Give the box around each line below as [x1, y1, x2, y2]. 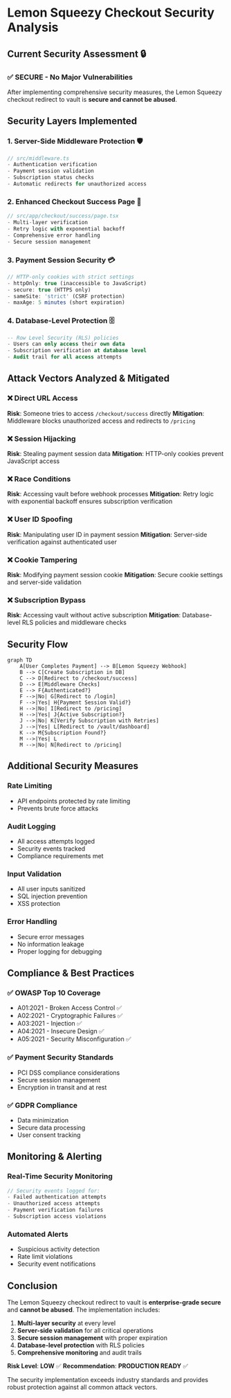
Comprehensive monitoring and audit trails [17, 1348, 142, 1357]
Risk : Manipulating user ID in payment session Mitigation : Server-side [7, 530, 207, 538]
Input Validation [7, 869, 62, 878]
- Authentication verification [7, 161, 98, 168]
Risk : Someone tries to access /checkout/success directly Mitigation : [7, 409, 205, 417]
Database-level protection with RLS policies [17, 1341, 145, 1350]
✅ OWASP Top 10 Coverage [7, 988, 101, 997]
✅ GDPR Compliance [7, 1100, 78, 1110]
